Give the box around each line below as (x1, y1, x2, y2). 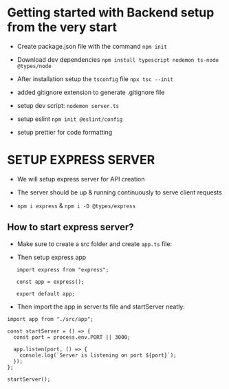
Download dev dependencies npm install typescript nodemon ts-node (17, 55, 219, 63)
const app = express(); (16, 278, 85, 285)
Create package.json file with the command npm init (17, 42, 167, 50)
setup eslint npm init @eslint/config (17, 115, 123, 123)
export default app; (16, 290, 76, 297)
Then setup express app (17, 253, 87, 261)
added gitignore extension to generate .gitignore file (17, 88, 165, 96)
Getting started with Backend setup (7, 5, 215, 21)
